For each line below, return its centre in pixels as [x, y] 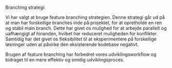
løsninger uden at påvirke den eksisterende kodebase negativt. [72, 44]
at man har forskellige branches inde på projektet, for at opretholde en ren [84, 23]
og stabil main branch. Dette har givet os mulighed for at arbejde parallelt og [86, 28]
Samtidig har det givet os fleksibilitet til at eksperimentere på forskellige [81, 39]
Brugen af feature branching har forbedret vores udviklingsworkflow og [81, 54]
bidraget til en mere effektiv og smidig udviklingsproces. [65, 60]
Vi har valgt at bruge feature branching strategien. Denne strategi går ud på [85, 17]
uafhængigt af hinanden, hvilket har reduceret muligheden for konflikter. [82, 33]
